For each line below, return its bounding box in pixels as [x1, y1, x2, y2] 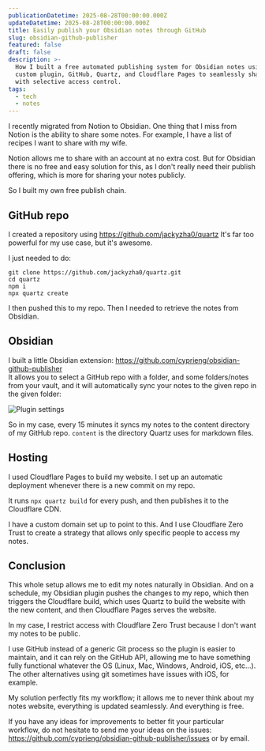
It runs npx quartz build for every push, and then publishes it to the [8, 496, 229, 505]
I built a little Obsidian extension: [8, 355, 114, 364]
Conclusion [8, 559, 66, 572]
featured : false [8, 41, 62, 49]
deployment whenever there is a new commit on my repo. [8, 480, 196, 490]
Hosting [8, 451, 49, 465]
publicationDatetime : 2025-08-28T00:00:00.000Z [8, 11, 168, 20]
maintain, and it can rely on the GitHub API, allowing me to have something [8, 653, 251, 662]
